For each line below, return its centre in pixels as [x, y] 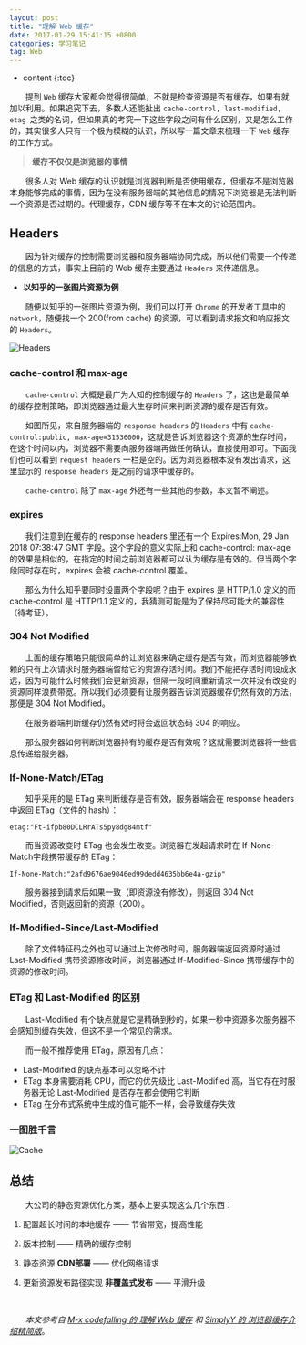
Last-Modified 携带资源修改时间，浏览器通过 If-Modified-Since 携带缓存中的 [152, 961]
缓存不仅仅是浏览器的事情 [80, 162]
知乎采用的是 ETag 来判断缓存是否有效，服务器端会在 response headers [159, 799]
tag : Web [26, 52]
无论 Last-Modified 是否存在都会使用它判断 [119, 1092]
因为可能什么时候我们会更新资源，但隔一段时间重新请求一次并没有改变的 [161, 680]
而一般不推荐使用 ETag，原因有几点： [96, 1050]
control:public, [40, 438]
